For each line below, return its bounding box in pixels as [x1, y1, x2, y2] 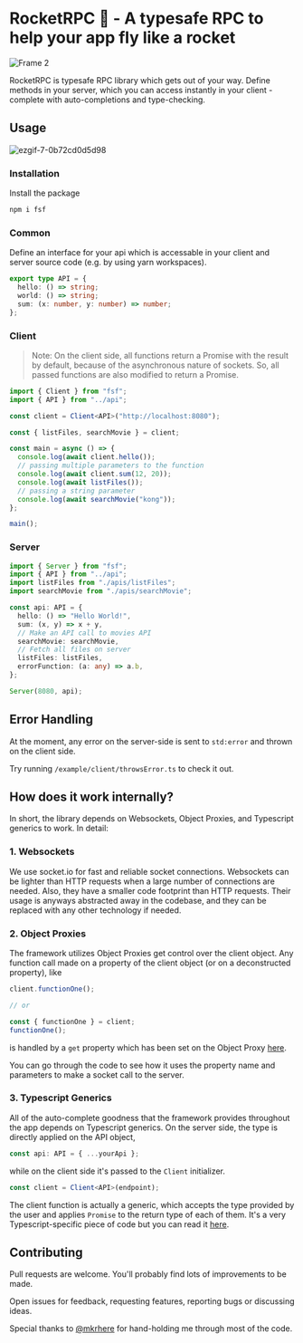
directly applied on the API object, [9, 1131, 136, 1142]
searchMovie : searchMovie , [17, 637, 119, 646]
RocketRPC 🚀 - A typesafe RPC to [9, 8, 264, 29]
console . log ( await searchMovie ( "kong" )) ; [17, 494, 176, 504]
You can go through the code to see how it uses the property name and [9, 1060, 276, 1070]
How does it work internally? [9, 790, 175, 805]
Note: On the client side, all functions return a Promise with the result [31, 350, 289, 360]
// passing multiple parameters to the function [17, 461, 204, 470]
